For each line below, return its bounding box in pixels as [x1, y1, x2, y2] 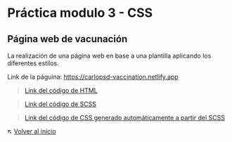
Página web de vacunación [7, 33, 128, 45]
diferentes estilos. [7, 59, 60, 67]
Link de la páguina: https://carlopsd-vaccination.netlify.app [7, 72, 179, 81]
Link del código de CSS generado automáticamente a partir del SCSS [24, 114, 225, 122]
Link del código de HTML [24, 86, 98, 94]
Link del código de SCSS [24, 100, 97, 108]
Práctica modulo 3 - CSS [7, 5, 153, 21]
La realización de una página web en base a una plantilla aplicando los [7, 51, 212, 60]
